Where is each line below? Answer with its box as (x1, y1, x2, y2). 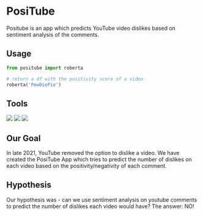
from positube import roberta (6, 65, 84, 71)
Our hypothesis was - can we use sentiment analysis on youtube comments (6, 196, 197, 203)
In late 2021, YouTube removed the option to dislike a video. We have (6, 149, 180, 156)
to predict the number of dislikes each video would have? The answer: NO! (6, 203, 194, 210)
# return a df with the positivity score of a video (6, 76, 144, 82)
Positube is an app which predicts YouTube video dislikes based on (6, 24, 176, 32)
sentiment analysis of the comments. (6, 31, 100, 38)
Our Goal (6, 133, 41, 143)
